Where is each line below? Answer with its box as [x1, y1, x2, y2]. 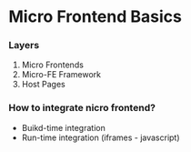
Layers [8, 39, 40, 52]
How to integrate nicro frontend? [8, 102, 156, 115]
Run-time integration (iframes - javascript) [21, 132, 180, 143]
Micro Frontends [21, 59, 84, 70]
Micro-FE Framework [21, 69, 102, 80]
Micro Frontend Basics [8, 6, 183, 27]
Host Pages [21, 79, 65, 90]
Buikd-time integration [21, 122, 106, 133]
